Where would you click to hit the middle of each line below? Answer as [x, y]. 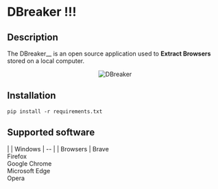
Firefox [17, 156]
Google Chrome [29, 163]
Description [33, 37]
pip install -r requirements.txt [55, 111]
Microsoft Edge [29, 171]
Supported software [51, 133]
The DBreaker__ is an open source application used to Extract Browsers [109, 53]
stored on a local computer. [46, 61]
